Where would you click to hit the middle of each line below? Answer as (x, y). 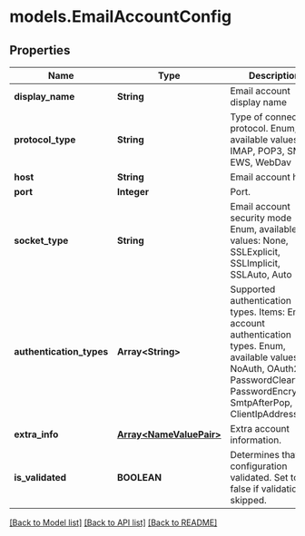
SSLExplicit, (255, 252)
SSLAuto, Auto (261, 274)
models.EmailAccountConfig (121, 17)
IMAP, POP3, (257, 151)
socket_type (41, 240)
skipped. (249, 500)
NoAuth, (247, 369)
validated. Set (259, 478)
